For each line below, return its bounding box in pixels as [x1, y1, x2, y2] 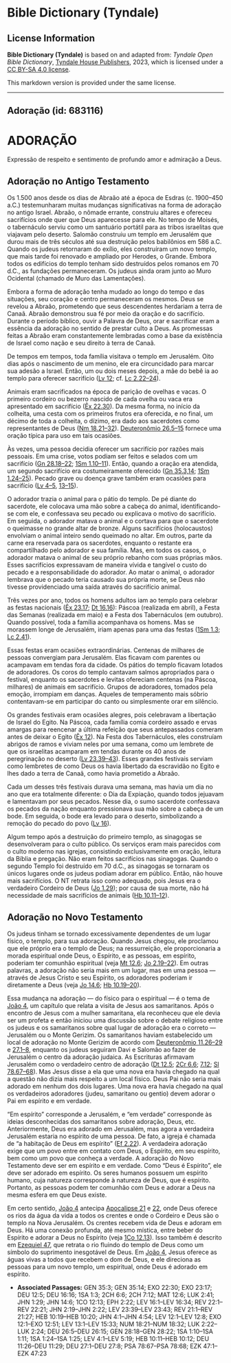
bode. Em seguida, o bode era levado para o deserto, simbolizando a [7, 812, 203, 820]
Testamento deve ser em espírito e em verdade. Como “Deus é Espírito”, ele [7, 1161, 222, 1169]
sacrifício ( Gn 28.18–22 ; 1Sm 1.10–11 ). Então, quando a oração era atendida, [7, 460, 219, 468]
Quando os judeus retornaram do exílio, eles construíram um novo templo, [7, 245, 217, 253]
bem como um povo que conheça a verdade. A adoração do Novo [7, 1153, 195, 1162]
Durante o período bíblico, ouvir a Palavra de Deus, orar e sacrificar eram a [7, 317, 220, 325]
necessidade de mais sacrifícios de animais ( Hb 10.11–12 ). [7, 891, 170, 900]
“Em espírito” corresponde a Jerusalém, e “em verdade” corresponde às [7, 1110, 212, 1118]
